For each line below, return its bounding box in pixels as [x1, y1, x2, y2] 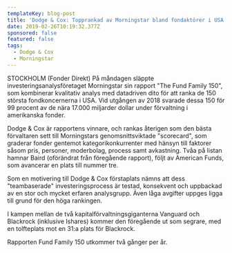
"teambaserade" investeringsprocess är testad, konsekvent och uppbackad [7, 181, 222, 190]
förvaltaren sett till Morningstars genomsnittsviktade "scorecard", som [7, 131, 207, 140]
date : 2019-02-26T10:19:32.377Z [7, 23, 100, 30]
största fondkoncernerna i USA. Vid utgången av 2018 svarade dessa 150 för [7, 96, 225, 104]
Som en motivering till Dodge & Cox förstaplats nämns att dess [7, 174, 185, 182]
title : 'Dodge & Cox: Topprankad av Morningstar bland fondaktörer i [7, 17, 212, 24]
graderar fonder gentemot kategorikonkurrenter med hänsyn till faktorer [7, 139, 212, 147]
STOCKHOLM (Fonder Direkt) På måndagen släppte [7, 74, 154, 82]
